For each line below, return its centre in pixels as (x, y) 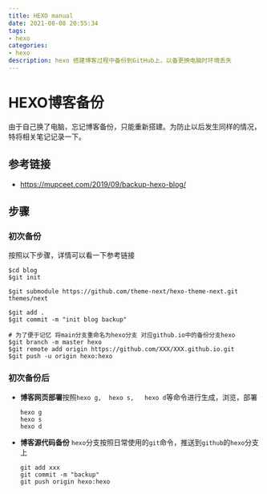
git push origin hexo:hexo (65, 482)
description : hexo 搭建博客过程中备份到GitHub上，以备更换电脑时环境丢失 (120, 61)
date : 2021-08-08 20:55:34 (53, 23)
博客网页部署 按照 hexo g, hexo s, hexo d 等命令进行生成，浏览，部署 (139, 397)
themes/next (28, 299)
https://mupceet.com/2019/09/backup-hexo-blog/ (103, 184)
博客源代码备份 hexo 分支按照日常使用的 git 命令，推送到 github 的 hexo (132, 442)
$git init (25, 278)
